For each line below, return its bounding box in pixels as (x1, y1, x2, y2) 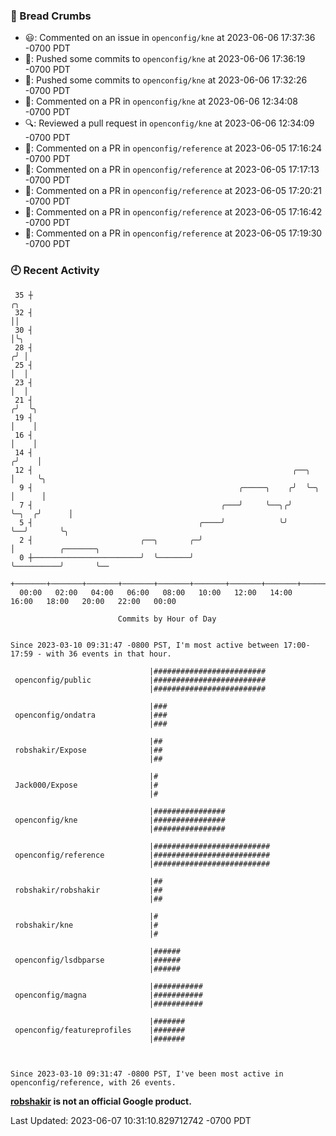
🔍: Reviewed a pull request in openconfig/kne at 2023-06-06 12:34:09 (24, 117, 315, 129)
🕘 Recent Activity (10, 264, 100, 278)
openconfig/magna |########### (14, 990, 203, 1000)
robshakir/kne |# (14, 920, 159, 930)
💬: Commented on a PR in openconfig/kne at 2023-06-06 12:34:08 (24, 95, 298, 108)
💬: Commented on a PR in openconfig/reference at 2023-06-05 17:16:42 (24, 206, 323, 218)
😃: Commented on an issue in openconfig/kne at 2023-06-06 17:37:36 (24, 32, 316, 44)
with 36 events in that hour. (46, 649, 172, 659)
